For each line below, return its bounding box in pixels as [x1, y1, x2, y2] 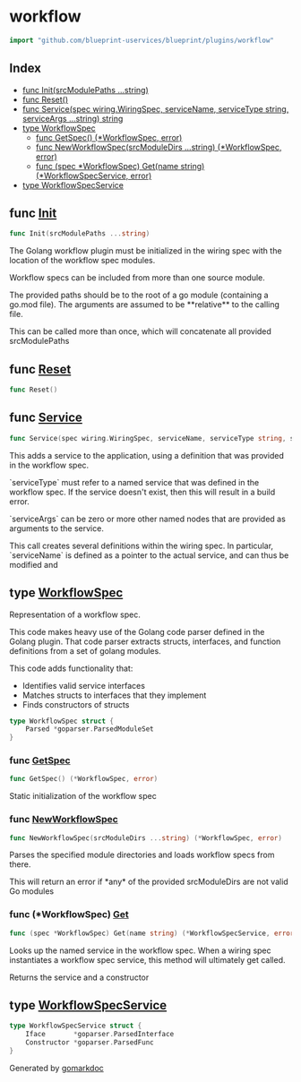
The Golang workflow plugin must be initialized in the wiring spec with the [9, 245, 282, 256]
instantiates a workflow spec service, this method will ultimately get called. [9, 954, 286, 965]
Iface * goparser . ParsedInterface [25, 1030, 175, 1039]
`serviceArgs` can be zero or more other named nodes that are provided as [9, 513, 287, 524]
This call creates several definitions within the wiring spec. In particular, [9, 540, 274, 551]
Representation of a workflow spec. [9, 609, 141, 620]
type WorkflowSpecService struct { [9, 1021, 142, 1031]
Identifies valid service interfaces [21, 680, 146, 691]
